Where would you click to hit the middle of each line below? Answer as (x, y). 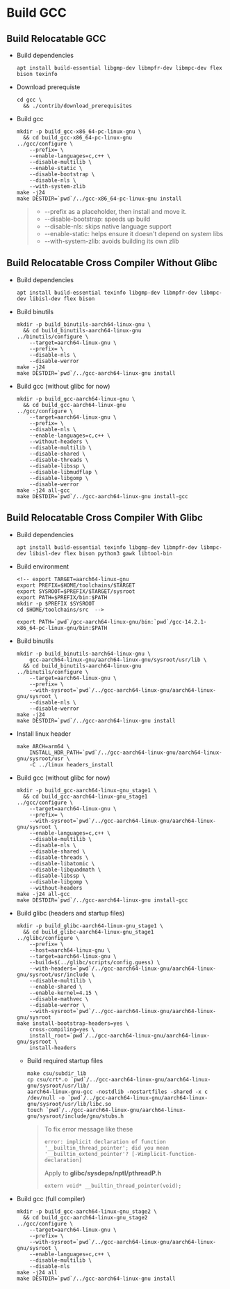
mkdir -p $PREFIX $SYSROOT (56, 603)
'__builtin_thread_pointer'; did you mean (107, 1148)
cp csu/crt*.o (47, 1079)
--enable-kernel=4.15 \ (64, 993)
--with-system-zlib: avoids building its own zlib (112, 241)
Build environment (42, 566)
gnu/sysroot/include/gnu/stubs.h (75, 1116)
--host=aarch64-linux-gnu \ (70, 950)
